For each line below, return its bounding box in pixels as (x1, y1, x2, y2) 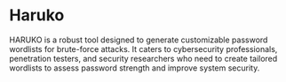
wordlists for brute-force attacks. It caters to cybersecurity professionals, (9, 43, 278, 54)
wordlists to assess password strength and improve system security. (9, 63, 260, 73)
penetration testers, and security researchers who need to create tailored (9, 53, 278, 63)
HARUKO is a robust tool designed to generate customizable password (9, 34, 268, 45)
